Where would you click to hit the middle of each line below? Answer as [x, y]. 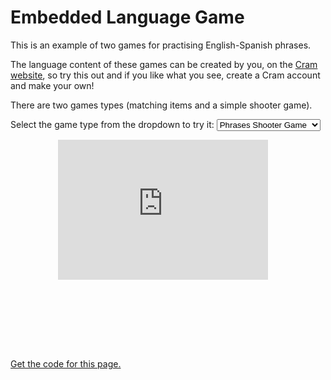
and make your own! [52, 85]
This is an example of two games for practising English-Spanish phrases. [161, 45]
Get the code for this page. [66, 363]
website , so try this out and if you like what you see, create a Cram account [165, 75]
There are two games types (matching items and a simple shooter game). [161, 105]
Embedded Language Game [127, 17]
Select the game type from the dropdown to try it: [112, 124]
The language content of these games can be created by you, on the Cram [164, 64]
